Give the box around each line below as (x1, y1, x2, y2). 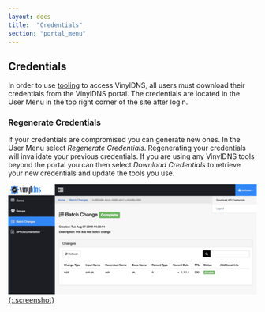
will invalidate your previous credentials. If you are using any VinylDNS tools (8, 152, 255, 161)
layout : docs (8, 13, 51, 21)
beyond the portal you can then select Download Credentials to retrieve (8, 160, 241, 170)
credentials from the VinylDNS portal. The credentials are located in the (8, 89, 241, 99)
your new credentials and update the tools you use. (8, 168, 175, 178)
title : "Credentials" (8, 21, 83, 29)
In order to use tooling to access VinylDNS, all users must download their (8, 81, 246, 90)
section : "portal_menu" (8, 29, 87, 37)
